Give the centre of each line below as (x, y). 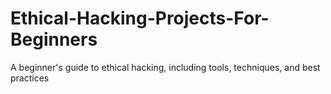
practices (30, 78)
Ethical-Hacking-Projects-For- (140, 18)
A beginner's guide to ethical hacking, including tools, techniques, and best (165, 67)
